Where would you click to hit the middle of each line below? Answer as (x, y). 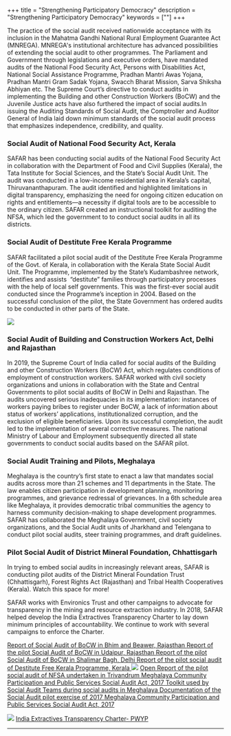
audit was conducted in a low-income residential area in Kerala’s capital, (109, 180)
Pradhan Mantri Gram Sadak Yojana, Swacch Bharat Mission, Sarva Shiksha (114, 82)
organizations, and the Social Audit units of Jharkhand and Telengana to (109, 527)
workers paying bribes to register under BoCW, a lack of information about (112, 406)
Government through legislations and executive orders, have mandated (108, 60)
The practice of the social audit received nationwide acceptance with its (109, 31)
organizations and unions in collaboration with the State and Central (103, 384)
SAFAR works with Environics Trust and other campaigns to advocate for (110, 602)
